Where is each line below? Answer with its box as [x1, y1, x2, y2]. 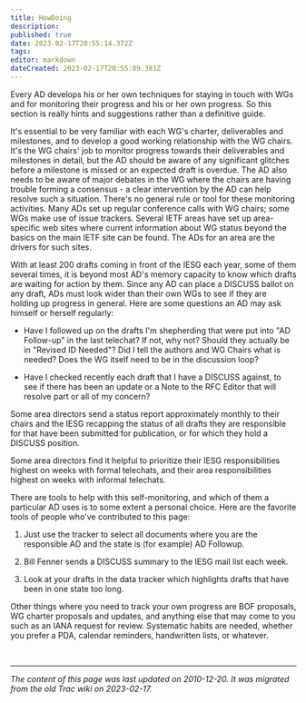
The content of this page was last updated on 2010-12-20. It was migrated [10, 673, 290, 684]
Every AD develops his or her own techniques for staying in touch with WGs [10, 88, 294, 100]
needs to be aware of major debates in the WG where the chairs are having [10, 173, 291, 184]
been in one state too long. [23, 583, 124, 594]
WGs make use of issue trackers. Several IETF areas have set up [10, 213, 252, 223]
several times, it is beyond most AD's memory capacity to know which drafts [10, 269, 297, 280]
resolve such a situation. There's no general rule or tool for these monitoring [10, 193, 296, 204]
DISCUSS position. [10, 437, 80, 448]
